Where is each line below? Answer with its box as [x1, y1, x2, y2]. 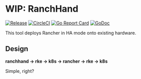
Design [5, 44, 29, 54]
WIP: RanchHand [5, 3, 79, 15]
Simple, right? [5, 68, 35, 74]
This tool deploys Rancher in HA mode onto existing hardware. [5, 30, 136, 36]
